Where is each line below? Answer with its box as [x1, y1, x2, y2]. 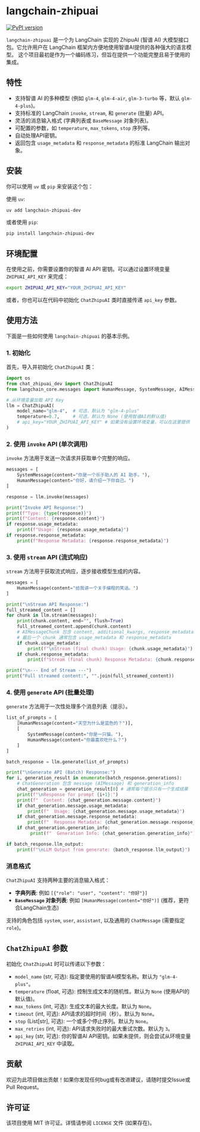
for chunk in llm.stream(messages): [6, 612, 97, 619]
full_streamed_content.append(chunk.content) [17, 623, 132, 629]
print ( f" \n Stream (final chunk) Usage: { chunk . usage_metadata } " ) [27, 645, 193, 651]
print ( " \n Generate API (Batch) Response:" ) [6, 769, 116, 775]
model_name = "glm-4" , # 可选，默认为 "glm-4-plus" [17, 408, 140, 414]
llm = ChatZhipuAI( [6, 403, 55, 408]
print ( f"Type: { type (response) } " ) [6, 510, 92, 516]
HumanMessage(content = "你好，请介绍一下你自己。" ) [17, 478, 135, 484]
